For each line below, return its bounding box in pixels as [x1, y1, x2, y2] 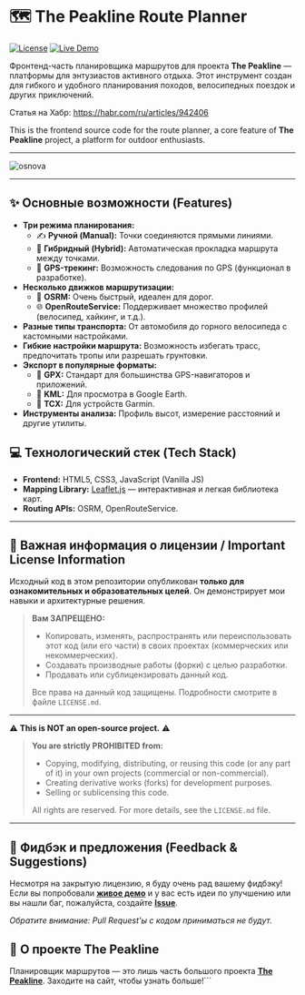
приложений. [35, 379, 88, 390]
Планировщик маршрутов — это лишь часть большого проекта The [9, 966, 273, 976]
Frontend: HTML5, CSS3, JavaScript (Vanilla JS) [22, 473, 204, 484]
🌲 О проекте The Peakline [9, 941, 160, 957]
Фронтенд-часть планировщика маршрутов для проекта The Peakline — [9, 60, 292, 71]
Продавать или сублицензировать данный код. [44, 669, 229, 680]
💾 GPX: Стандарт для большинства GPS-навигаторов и [35, 369, 251, 380]
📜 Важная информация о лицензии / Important [9, 537, 286, 553]
